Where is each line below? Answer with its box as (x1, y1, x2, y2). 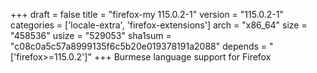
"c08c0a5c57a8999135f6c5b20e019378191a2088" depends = (10, 40, 268, 52)
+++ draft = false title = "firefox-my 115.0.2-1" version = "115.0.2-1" (10, 9, 285, 20)
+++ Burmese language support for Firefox (93, 51, 272, 63)
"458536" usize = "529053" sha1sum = (10, 30, 172, 41)
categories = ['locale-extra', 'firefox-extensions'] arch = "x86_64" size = (10, 19, 308, 31)
